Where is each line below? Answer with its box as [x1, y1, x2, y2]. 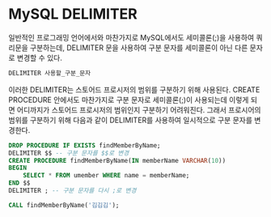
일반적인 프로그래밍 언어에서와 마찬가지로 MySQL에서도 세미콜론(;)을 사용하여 [8, 32, 255, 42]
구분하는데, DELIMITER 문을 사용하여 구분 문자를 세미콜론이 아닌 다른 [29, 42, 248, 53]
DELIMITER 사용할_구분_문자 [8, 69, 91, 77]
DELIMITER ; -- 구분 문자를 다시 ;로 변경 [8, 187, 137, 195]
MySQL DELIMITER [8, 5, 138, 23]
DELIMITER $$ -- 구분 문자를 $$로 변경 [8, 149, 129, 157]
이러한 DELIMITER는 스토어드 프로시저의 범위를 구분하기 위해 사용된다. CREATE [8, 84, 260, 94]
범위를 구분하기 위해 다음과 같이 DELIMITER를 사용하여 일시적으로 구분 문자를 [8, 115, 253, 125]
